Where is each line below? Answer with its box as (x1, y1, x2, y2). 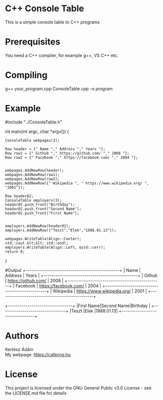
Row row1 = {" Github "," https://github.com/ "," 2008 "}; (5, 151, 130, 156)
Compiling (5, 69, 48, 81)
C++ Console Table (5, 3, 84, 14)
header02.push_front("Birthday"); (5, 202, 75, 207)
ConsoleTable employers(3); (5, 198, 62, 203)
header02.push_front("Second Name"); (5, 206, 82, 211)
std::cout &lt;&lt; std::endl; (5, 241, 69, 245)
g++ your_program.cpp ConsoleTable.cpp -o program (5, 86, 113, 91)
